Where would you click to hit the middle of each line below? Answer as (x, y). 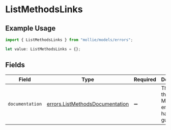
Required (145, 79)
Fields (15, 65)
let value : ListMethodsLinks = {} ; (43, 49)
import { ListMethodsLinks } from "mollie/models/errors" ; (69, 40)
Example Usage (31, 28)
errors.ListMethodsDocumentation (88, 104)
